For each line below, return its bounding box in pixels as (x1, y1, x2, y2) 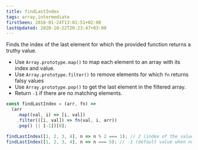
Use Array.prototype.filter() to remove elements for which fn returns (14, 71, 189, 78)
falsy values (14, 77, 44, 84)
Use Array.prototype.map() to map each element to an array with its (14, 59, 181, 66)
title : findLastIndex (6, 8, 60, 15)
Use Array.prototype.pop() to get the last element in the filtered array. (14, 83, 186, 91)
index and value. (14, 65, 55, 72)
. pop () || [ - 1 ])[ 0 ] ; (16, 122, 67, 129)
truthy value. (6, 47, 37, 54)
